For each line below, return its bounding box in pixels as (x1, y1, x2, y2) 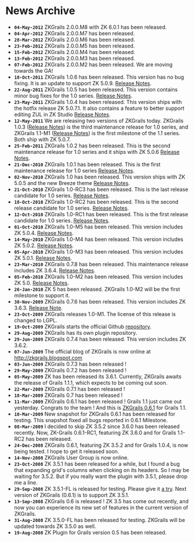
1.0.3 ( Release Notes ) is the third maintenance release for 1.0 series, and (13, 123, 189, 130)
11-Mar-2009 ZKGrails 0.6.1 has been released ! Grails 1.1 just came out (13, 398, 182, 405)
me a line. (13, 479, 38, 486)
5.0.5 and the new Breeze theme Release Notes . (13, 179, 130, 186)
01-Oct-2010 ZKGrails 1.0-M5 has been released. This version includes (13, 223, 183, 230)
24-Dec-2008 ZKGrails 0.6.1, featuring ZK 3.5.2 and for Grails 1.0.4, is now (13, 442, 189, 449)
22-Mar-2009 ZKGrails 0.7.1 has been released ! (13, 385, 125, 392)
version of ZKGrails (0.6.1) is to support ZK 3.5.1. (13, 491, 129, 499)
